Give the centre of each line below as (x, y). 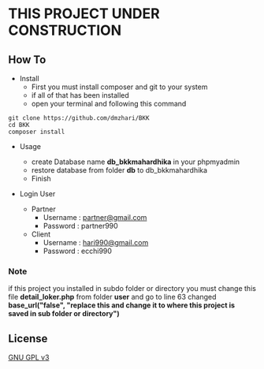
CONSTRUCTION (65, 30)
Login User (37, 194)
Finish (41, 179)
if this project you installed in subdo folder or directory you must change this (132, 289)
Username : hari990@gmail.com (96, 242)
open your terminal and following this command (109, 104)
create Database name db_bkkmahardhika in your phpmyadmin (136, 162)
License (28, 339)
